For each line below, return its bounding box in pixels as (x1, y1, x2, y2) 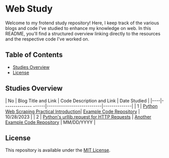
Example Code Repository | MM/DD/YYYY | (5, 119, 96, 125)
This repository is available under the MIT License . (5, 147, 111, 153)
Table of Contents (5, 51, 63, 59)
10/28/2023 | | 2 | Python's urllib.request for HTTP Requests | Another (5, 113, 152, 120)
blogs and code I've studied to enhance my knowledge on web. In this (5, 25, 151, 31)
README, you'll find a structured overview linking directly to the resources (5, 30, 161, 36)
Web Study (5, 3, 53, 15)
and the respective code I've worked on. (5, 36, 90, 42)
